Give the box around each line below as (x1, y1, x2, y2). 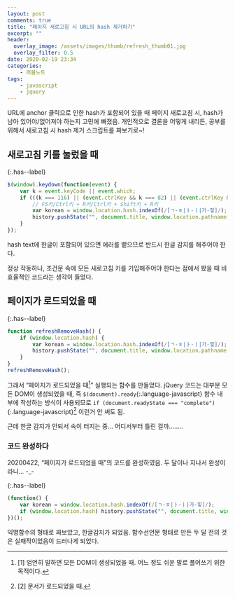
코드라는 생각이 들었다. (31, 273, 94, 281)
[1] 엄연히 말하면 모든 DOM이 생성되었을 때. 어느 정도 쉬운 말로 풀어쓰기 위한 (17, 558, 225, 566)
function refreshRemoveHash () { (7, 327, 101, 335)
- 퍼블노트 (20, 69, 45, 76)
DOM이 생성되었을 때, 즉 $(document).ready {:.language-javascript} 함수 (14, 390, 215, 398)
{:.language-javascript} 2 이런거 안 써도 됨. (7, 406, 125, 416)
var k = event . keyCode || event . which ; (20, 187, 136, 195)
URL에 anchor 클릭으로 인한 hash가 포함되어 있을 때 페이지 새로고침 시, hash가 (7, 109, 224, 117)
